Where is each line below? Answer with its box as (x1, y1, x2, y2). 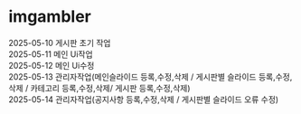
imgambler (8, 6, 91, 27)
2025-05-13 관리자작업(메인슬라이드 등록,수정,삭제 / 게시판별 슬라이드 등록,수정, (8, 71, 293, 82)
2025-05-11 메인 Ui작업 (8, 48, 93, 60)
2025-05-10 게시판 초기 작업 (8, 37, 111, 48)
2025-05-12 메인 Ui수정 (8, 60, 95, 71)
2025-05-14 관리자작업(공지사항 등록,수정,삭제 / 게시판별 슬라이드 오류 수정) (8, 93, 279, 105)
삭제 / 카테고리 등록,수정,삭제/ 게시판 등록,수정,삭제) (8, 82, 191, 93)
